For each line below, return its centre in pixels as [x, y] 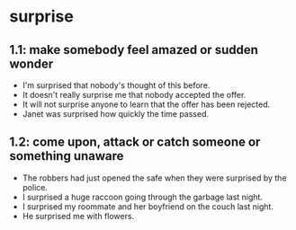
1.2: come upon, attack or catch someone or [135, 142]
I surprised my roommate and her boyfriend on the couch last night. [148, 206]
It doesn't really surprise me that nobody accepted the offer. [134, 95]
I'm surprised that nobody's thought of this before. [116, 85]
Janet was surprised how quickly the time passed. [116, 114]
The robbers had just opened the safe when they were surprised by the [154, 178]
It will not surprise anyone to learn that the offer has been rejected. [146, 104]
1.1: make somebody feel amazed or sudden [134, 50]
